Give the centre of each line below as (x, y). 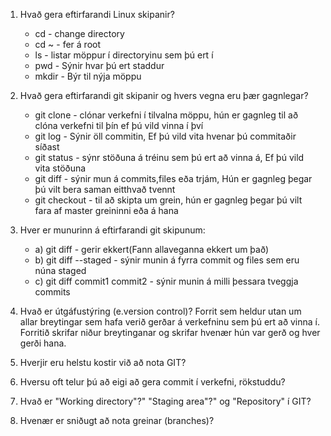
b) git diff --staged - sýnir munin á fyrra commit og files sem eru (167, 260)
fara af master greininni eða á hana (106, 210)
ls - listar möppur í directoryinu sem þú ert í (124, 55)
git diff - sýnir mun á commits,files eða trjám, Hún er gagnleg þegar (173, 178)
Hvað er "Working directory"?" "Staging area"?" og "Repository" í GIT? (165, 401)
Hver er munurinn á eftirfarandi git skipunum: (112, 230)
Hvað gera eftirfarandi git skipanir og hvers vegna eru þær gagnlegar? (164, 95)
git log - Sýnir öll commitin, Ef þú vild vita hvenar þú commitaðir (165, 136)
